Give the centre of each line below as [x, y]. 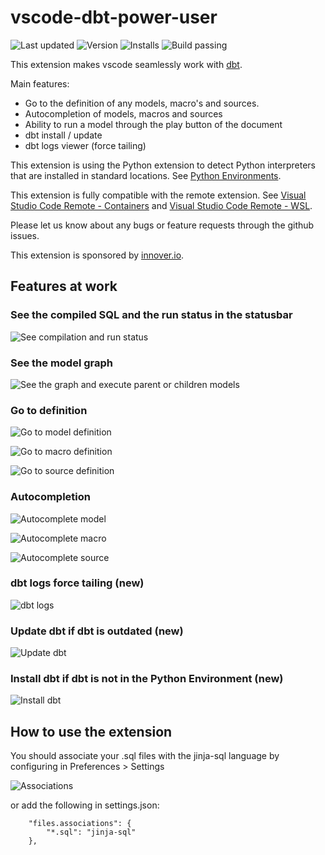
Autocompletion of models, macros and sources [123, 113]
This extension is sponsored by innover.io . [97, 255]
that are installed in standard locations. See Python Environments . [146, 175]
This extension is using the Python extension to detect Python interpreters [163, 165]
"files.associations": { [80, 824]
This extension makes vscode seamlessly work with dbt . [126, 64]
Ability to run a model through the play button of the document [153, 124]
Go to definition [49, 410]
